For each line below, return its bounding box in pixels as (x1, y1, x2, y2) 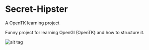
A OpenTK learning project (5, 20, 60, 26)
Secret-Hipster (5, 3, 68, 15)
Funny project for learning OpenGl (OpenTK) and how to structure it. (5, 29, 145, 35)
